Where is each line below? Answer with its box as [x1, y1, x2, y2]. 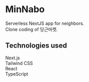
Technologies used [5, 42, 67, 50]
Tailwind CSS [5, 60, 33, 66]
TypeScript [5, 71, 28, 77]
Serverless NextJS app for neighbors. [5, 20, 84, 26]
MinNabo [5, 4, 45, 15]
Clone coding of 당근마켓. [5, 26, 58, 32]
